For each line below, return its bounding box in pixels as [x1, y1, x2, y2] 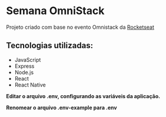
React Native [14, 81, 46, 88]
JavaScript [14, 56, 41, 63]
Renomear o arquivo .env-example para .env [6, 104, 117, 111]
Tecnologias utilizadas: [6, 41, 93, 51]
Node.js [14, 69, 34, 76]
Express [14, 62, 35, 69]
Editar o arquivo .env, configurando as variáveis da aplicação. [6, 92, 161, 99]
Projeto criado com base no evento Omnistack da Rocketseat [6, 24, 155, 31]
